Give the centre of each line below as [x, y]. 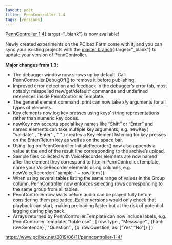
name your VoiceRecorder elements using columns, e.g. [72, 168]
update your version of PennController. [46, 55]
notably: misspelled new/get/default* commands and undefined [80, 91]
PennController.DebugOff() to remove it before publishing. [74, 80]
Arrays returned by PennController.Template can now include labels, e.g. [90, 216]
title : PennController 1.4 [35, 15]
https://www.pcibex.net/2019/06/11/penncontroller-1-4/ [64, 237]
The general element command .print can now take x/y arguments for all [89, 102]
